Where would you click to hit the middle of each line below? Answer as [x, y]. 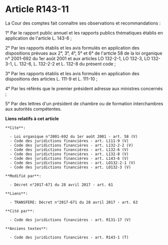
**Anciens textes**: [27, 228]
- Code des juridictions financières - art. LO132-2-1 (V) [73, 163]
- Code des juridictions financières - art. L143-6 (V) [69, 158]
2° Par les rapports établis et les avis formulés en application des [72, 48]
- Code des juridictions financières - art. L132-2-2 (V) [72, 145]
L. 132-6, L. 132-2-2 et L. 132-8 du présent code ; [65, 64]
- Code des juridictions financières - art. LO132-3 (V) [70, 167]
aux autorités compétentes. [33, 109]
